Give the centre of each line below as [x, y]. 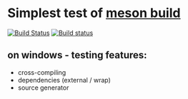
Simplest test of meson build [94, 13]
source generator [43, 88]
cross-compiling [42, 72]
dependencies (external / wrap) [64, 80]
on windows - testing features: [78, 55]
